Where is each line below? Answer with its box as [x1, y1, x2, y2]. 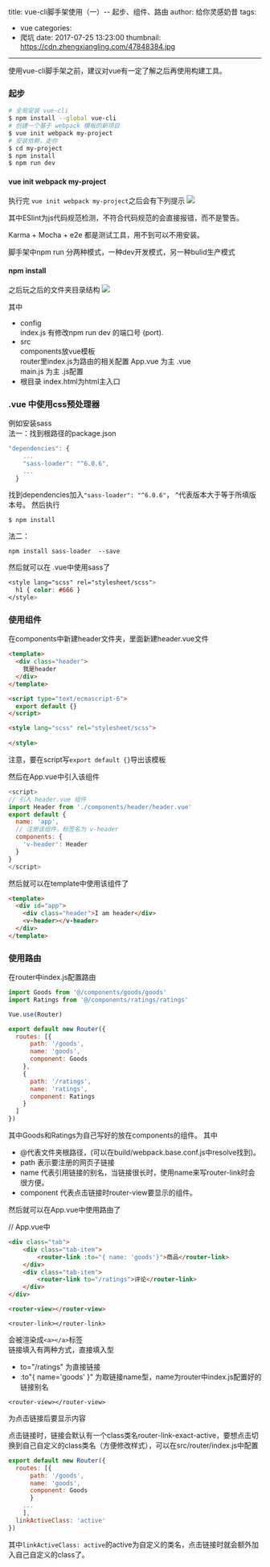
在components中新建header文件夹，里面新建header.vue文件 [8, 634, 209, 644]
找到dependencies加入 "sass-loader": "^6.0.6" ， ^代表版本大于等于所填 [8, 490, 249, 500]
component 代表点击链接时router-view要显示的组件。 [19, 1188, 197, 1198]
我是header [22, 665, 57, 674]
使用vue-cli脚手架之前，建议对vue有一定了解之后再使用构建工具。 [8, 66, 227, 75]
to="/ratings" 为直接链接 [19, 1362, 101, 1371]
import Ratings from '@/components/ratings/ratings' [8, 996, 189, 1004]
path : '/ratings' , [29, 1077, 92, 1085]
